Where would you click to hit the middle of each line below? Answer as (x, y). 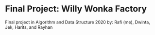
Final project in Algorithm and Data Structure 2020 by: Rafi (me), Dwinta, (78, 22)
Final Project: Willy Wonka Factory (76, 9)
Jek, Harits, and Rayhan (29, 27)
